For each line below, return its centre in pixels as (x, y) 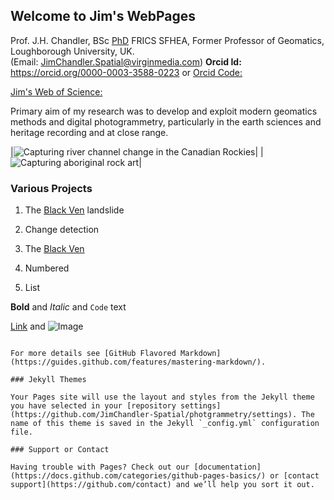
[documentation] (227, 467)
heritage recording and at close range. (89, 132)
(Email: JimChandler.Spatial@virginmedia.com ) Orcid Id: (126, 61)
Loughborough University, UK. (72, 51)
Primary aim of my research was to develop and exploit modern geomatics (164, 111)
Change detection (62, 230)
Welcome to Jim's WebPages (103, 16)
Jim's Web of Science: (56, 91)
